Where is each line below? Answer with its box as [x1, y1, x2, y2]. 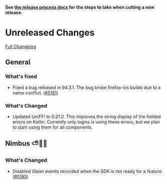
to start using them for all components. [12, 124, 93, 130]
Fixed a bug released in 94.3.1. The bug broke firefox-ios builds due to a [12, 84, 161, 90]
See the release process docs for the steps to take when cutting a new [5, 4, 154, 10]
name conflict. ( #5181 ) [12, 89, 59, 95]
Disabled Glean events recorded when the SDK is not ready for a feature [12, 168, 162, 174]
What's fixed [5, 73, 38, 80]
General [5, 58, 31, 66]
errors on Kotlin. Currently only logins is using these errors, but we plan [12, 118, 160, 124]
